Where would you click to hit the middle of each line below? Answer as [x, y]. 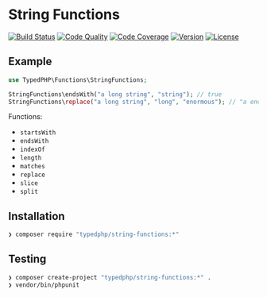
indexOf [32, 150]
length [31, 158]
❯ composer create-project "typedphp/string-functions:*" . [110, 277]
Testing [27, 259]
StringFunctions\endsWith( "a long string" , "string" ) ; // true [115, 94]
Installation [37, 216]
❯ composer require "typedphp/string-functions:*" [94, 235]
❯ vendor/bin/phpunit [44, 285]
